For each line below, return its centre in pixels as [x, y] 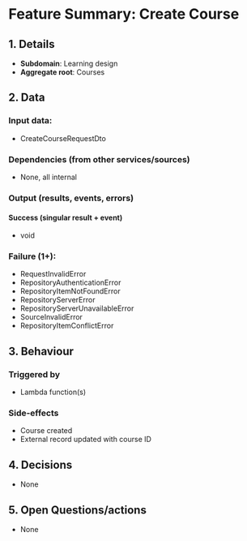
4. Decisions [40, 464]
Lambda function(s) [53, 392]
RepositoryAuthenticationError [70, 283]
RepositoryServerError [57, 300]
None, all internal [49, 177]
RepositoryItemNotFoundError [70, 291]
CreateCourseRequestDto [63, 138]
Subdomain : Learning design [69, 63]
